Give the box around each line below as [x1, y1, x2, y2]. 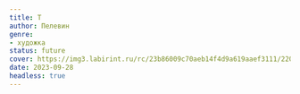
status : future [9, 47, 66, 56]
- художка [9, 38, 46, 47]
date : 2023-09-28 [9, 64, 74, 73]
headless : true [9, 72, 66, 81]
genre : [9, 30, 34, 38]
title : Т [9, 13, 42, 22]
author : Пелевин [9, 21, 70, 30]
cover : [9, 55, 34, 64]
